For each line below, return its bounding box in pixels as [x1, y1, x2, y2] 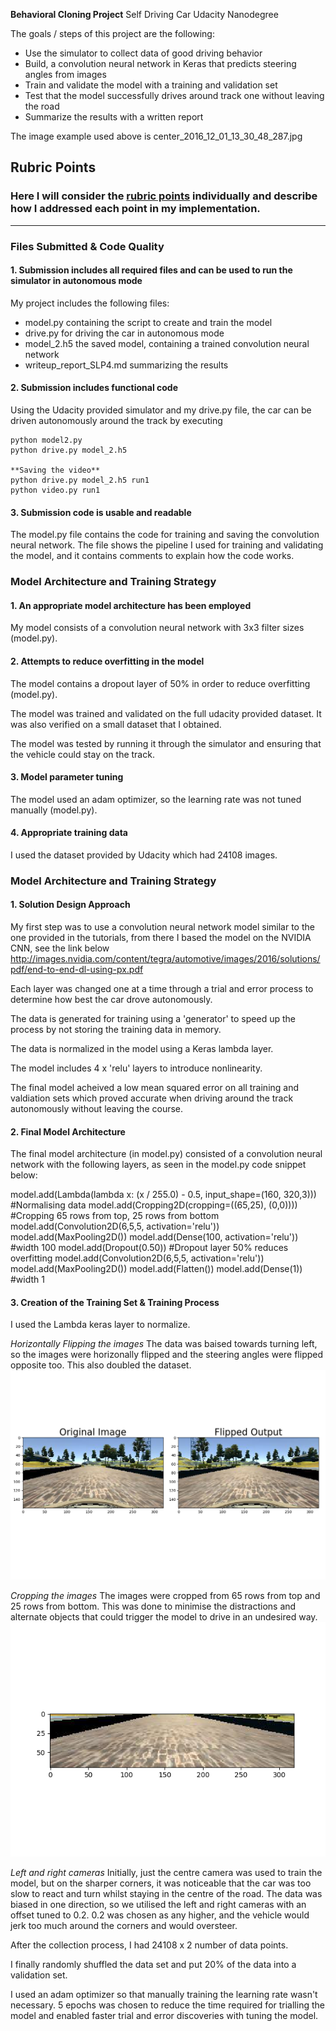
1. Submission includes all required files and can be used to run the [10, 264, 293, 276]
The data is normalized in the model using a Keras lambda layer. [10, 1043, 274, 1055]
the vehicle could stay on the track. [10, 748, 155, 760]
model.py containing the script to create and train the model [24, 316, 273, 328]
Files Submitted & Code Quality [10, 239, 165, 253]
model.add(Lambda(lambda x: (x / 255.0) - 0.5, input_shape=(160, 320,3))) [10, 1189, 317, 1201]
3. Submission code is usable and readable [10, 506, 192, 518]
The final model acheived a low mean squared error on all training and [10, 1082, 300, 1094]
